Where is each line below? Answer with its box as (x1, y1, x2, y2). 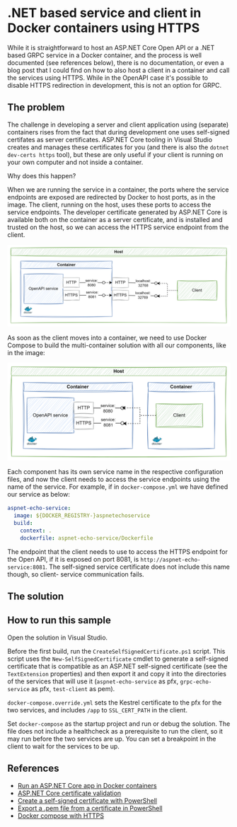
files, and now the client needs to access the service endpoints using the (7, 475, 221, 484)
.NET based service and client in (7, 5, 202, 21)
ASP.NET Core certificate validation (17, 789, 122, 797)
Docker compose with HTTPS (17, 811, 105, 820)
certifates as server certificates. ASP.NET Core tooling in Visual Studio (7, 135, 213, 144)
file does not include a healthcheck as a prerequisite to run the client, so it (7, 727, 223, 735)
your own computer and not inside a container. (7, 158, 144, 166)
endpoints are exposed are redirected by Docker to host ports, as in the (7, 192, 216, 201)
